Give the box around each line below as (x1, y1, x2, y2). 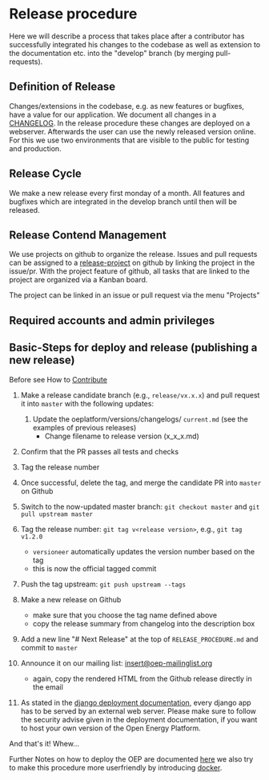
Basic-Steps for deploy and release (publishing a (9, 341, 258, 354)
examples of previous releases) (32, 422, 137, 432)
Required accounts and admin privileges (9, 314, 215, 327)
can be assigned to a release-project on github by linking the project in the (9, 258, 255, 268)
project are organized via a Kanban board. (9, 275, 148, 285)
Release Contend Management (9, 228, 167, 242)
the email (32, 682, 63, 692)
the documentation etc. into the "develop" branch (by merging (9, 48, 215, 58)
